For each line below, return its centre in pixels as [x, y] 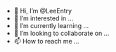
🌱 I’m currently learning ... [51, 26]
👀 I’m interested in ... [44, 18]
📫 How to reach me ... [46, 41]
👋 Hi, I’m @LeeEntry [43, 11]
